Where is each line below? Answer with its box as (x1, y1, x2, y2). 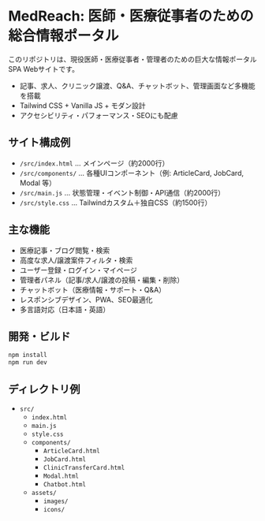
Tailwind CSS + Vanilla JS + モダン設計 (19, 100, 146, 110)
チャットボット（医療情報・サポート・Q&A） (19, 285, 166, 294)
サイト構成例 (8, 136, 71, 150)
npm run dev (8, 359, 47, 367)
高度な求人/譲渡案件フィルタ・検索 (19, 255, 133, 265)
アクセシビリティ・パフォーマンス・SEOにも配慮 (19, 110, 179, 120)
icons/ (43, 505, 65, 513)
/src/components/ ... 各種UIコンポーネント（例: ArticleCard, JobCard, (19, 168, 244, 177)
